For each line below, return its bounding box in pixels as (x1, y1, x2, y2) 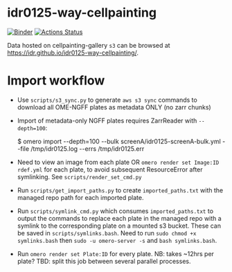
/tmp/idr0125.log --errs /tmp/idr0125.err (30, 144, 145, 153)
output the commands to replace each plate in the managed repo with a (17, 214, 222, 222)
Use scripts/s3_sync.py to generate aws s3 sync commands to (17, 96, 197, 104)
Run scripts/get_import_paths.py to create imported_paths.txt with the (17, 185, 224, 194)
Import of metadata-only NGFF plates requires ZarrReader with (17, 116, 197, 125)
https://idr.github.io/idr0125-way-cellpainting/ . (7, 48, 139, 57)
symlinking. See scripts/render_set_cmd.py (17, 172, 142, 181)
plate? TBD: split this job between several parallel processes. (17, 257, 191, 265)
